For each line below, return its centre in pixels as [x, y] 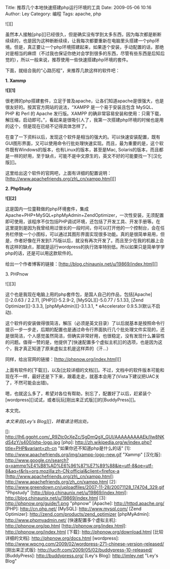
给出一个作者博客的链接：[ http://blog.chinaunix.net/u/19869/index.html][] [81, 264]
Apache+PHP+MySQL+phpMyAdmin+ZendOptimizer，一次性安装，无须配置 [85, 215]
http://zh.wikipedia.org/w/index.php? [114, 442]
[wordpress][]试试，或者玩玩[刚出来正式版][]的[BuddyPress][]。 [72, 400]
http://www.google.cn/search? [37, 460]
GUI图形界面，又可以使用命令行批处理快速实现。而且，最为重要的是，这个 [82, 143]
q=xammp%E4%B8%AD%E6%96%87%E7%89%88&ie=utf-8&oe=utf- [79, 466]
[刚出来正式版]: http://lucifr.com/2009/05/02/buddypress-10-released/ [79, 550]
